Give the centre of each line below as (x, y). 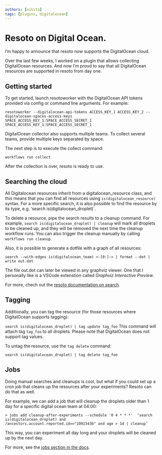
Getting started (29, 86)
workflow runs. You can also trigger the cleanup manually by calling (73, 234)
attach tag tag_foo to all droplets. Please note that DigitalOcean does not (77, 331)
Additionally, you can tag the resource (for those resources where (71, 311)
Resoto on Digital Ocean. (56, 38)
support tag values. (24, 336)
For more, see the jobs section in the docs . (48, 447)
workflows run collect (28, 157)
